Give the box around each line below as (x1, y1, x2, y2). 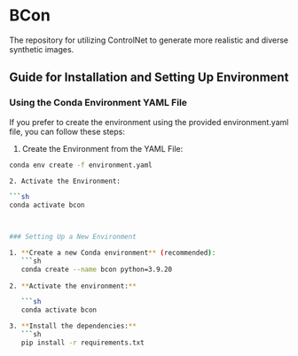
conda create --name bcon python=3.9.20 (20, 265, 173, 273)
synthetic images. (9, 44, 74, 54)
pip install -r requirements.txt (20, 338, 145, 347)
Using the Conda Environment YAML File (9, 97, 188, 109)
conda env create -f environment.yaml (9, 161, 153, 170)
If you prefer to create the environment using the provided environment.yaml (9, 116, 289, 127)
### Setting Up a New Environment (9, 233, 137, 241)
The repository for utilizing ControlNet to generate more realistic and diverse (9, 35, 289, 45)
